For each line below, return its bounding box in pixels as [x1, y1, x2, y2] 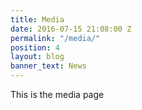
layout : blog [10, 52, 65, 62]
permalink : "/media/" [10, 33, 101, 43]
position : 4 [10, 42, 60, 53]
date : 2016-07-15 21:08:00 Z [10, 24, 132, 34]
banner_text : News [10, 61, 87, 71]
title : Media [10, 14, 65, 25]
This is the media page [10, 89, 105, 100]
